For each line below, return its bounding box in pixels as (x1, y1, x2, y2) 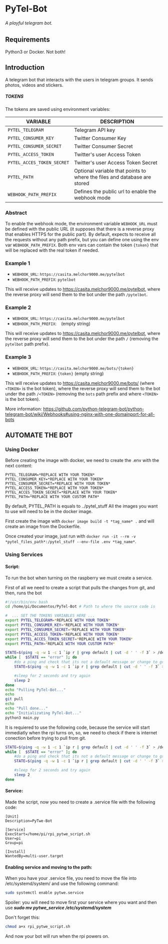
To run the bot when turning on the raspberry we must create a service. (5, 575, 153, 581)
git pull (5, 697, 23, 702)
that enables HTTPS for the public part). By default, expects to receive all (5, 231, 156, 237)
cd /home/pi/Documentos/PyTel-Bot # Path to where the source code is (5, 604, 155, 609)
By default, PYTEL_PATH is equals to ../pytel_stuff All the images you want (5, 503, 158, 509)
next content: (5, 462, 32, 469)
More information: (5, 406, 42, 412)
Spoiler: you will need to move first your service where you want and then (5, 899, 157, 905)
